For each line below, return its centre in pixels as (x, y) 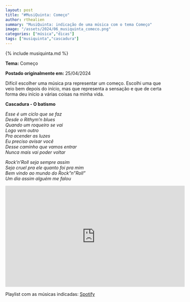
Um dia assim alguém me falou (38, 178)
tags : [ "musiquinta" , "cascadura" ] (42, 39)
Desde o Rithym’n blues (30, 119)
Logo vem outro (22, 130)
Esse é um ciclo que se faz (34, 114)
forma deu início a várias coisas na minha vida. (55, 94)
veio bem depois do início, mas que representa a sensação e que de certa (83, 88)
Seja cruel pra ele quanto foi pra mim (45, 167)
